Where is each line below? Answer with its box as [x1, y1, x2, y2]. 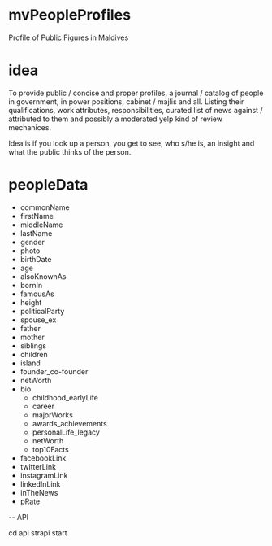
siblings [19, 340, 47, 351]
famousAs [19, 289, 54, 299]
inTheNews [19, 487, 58, 497]
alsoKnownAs [19, 271, 67, 282]
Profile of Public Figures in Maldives [8, 33, 129, 42]
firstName [19, 211, 54, 221]
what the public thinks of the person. [8, 146, 132, 156]
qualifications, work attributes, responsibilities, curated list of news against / [8, 105, 263, 115]
